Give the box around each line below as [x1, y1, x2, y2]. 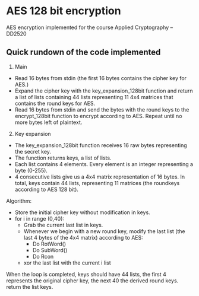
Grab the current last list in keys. [23, 221, 103, 228]
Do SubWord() [32, 246, 68, 253]
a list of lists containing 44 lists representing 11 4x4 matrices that [14, 93, 173, 100]
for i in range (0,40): [14, 215, 64, 222]
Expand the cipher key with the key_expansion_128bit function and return [14, 87, 193, 94]
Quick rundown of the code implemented [6, 47, 161, 58]
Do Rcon [32, 253, 54, 260]
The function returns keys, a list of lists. [14, 154, 112, 161]
